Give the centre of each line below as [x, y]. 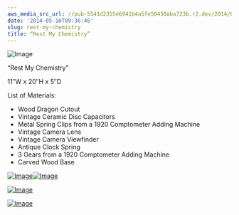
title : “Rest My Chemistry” [49, 34]
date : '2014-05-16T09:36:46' [51, 21]
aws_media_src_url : [36, 14]
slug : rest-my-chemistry [44, 27]
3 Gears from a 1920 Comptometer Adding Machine [94, 154]
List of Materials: [32, 95]
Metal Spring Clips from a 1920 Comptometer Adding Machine [109, 125]
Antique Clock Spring [49, 147]
